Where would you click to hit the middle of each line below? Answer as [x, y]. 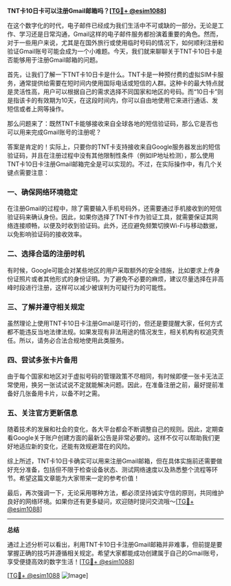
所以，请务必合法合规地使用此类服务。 [73, 340]
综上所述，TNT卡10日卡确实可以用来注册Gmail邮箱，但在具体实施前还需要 [112, 461]
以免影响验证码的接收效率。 [46, 234]
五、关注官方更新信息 [42, 413]
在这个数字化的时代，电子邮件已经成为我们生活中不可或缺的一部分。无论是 [112, 25]
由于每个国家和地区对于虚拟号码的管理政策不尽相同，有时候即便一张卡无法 [112, 376]
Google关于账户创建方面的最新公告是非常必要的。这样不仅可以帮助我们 [113, 438]
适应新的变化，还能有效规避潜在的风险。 [76, 446]
